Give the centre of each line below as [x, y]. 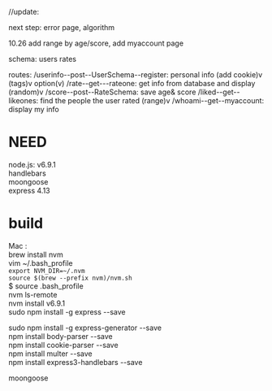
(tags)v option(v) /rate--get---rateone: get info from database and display [132, 83]
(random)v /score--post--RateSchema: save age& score [102, 92]
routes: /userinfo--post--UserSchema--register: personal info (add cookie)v [136, 75]
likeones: [24, 100]
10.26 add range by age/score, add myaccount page [96, 43]
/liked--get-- [219, 92]
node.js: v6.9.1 [32, 164]
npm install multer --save [50, 354]
